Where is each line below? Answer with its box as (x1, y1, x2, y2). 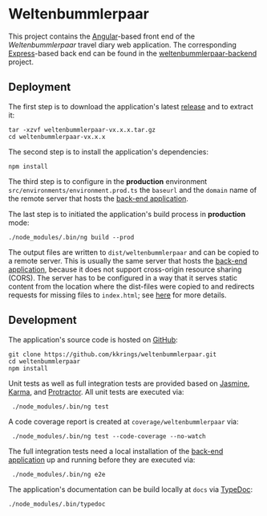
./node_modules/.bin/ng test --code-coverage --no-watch (11, 432, 206, 440)
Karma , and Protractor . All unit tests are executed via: (8, 387, 184, 396)
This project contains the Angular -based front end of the (8, 31, 195, 41)
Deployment (8, 80, 71, 94)
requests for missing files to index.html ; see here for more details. (8, 290, 227, 300)
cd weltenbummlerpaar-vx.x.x (8, 133, 106, 141)
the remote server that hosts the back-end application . (8, 194, 188, 203)
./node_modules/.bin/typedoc (8, 500, 106, 508)
